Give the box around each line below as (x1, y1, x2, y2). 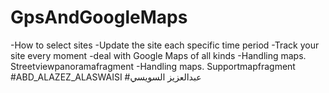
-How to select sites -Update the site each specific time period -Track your (10, 39, 320, 51)
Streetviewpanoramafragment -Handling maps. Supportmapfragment (10, 60, 296, 72)
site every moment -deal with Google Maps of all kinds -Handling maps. (10, 49, 307, 61)
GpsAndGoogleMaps (10, 6, 188, 29)
